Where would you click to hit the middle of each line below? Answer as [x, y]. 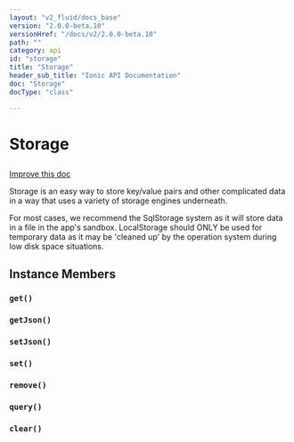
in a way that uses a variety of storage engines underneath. [118, 201]
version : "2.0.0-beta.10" [57, 26]
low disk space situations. [57, 246]
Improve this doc [40, 174]
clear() [26, 428]
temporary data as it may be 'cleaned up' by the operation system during [143, 236]
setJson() [30, 341]
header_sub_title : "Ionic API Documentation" [95, 76]
